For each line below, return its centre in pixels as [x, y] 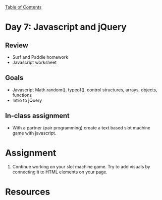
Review [17, 45]
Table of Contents [24, 7]
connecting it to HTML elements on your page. [60, 172]
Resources [28, 192]
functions [22, 95]
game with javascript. [34, 133]
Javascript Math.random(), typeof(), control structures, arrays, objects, [85, 90]
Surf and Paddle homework [40, 57]
